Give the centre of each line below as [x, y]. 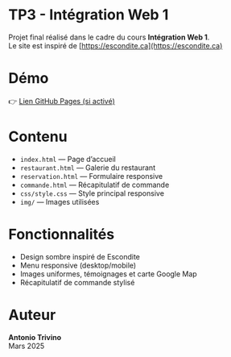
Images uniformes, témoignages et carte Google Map [108, 274]
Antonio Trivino [35, 337]
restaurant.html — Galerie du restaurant [87, 168]
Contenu [38, 137]
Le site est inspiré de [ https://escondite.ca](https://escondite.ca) [115, 45]
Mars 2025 [27, 346]
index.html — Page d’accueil [68, 159]
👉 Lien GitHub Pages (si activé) [62, 101]
